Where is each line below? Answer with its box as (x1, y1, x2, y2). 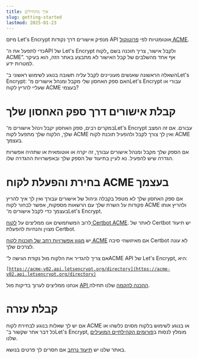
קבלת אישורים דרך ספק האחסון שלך (6, 105, 176, 118)
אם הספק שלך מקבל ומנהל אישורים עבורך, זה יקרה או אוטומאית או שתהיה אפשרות (6, 149, 189, 156)
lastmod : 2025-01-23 (6, 20, 57, 25)
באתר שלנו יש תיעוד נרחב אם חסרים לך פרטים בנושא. (6, 346, 126, 353)
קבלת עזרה (6, 303, 58, 316)
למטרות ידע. (6, 60, 34, 67)
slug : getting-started (6, 14, 62, 20)
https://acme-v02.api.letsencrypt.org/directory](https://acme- (8, 266, 170, 273)
